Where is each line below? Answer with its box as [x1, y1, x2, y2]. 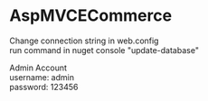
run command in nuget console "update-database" [9, 44, 199, 55]
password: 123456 [9, 81, 79, 92]
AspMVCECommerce [9, 5, 173, 26]
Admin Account [9, 62, 68, 73]
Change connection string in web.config [9, 35, 159, 46]
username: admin [9, 71, 75, 82]
